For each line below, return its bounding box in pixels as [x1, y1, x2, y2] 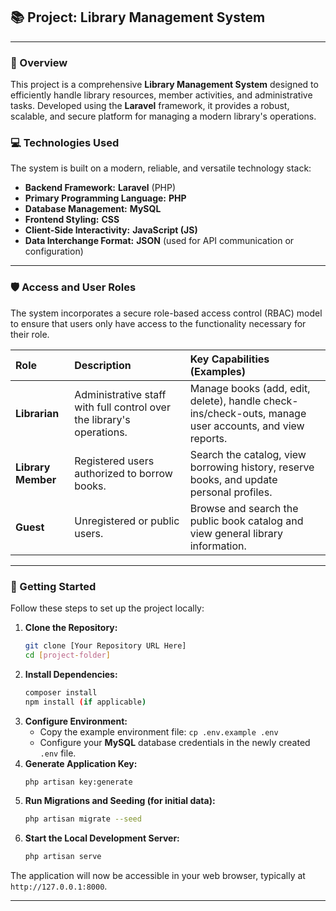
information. [189, 539, 247, 553]
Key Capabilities [189, 352, 270, 366]
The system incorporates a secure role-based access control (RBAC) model [10, 307, 323, 319]
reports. [189, 431, 228, 445]
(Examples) [189, 364, 247, 378]
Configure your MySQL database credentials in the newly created [39, 736, 311, 748]
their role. [10, 328, 50, 340]
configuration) [24, 245, 84, 258]
